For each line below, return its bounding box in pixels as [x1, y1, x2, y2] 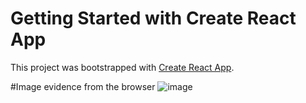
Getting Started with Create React [10, 7, 297, 30]
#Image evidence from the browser [10, 80, 156, 92]
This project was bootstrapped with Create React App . [10, 61, 235, 73]
